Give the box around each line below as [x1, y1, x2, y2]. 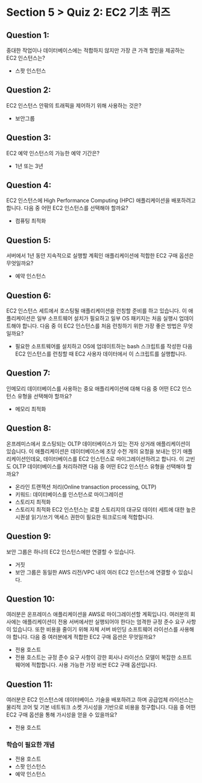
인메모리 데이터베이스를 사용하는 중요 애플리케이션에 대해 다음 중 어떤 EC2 [6, 385, 181, 392]
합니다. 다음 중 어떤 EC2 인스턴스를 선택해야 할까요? [6, 204, 128, 212]
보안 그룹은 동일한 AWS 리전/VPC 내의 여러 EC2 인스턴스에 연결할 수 [14, 568, 177, 576]
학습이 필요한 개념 [6, 741, 55, 749]
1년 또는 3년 [14, 162, 43, 169]
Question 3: [6, 132, 51, 143]
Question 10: [6, 594, 55, 604]
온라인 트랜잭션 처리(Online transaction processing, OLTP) [14, 483, 157, 490]
